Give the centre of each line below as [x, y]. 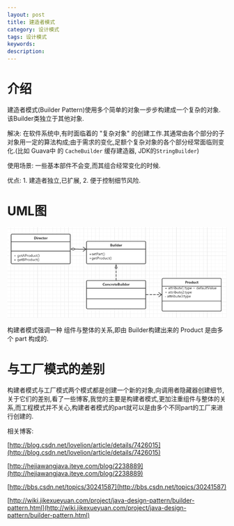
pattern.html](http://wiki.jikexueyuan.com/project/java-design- [97, 508]
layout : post [26, 15]
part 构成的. [32, 338]
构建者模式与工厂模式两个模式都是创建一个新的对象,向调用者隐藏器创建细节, [116, 390]
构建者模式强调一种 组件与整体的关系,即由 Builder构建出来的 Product [105, 330]
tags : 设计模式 [27, 37]
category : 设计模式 [33, 29]
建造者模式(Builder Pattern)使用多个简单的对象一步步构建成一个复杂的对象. [114, 110]
